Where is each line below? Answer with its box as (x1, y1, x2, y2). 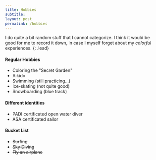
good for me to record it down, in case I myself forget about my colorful (5, 40, 152, 46)
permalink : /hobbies (5, 21, 48, 26)
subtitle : (5, 12, 26, 17)
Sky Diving (12, 144, 35, 150)
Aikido (12, 73, 26, 79)
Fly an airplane (12, 149, 43, 155)
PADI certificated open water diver (12, 111, 83, 117)
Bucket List (5, 127, 29, 134)
